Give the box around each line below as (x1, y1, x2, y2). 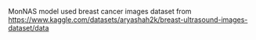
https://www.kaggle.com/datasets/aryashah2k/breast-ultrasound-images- (8, 15, 248, 24)
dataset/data (8, 24, 49, 32)
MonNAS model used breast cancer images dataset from (8, 7, 192, 16)
